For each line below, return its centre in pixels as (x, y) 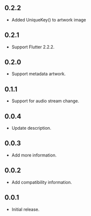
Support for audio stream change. (45, 101)
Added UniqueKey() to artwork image (49, 20)
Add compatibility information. (42, 182)
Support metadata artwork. (38, 74)
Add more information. (34, 155)
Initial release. (25, 209)
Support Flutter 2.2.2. (33, 47)
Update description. (31, 128)
